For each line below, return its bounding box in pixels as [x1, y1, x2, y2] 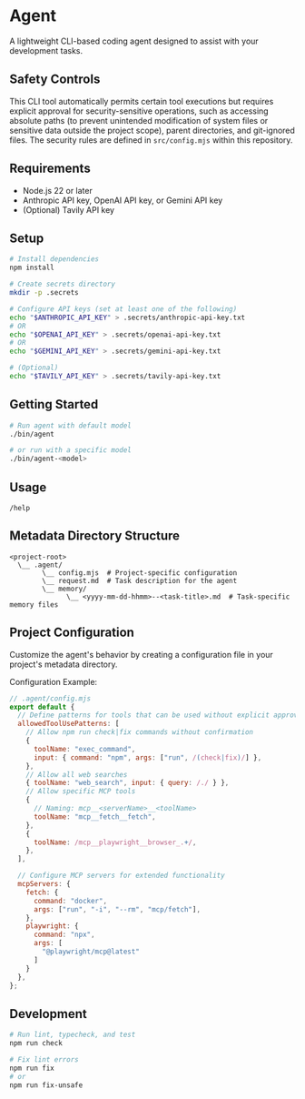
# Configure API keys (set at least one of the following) [9, 304, 238, 314]
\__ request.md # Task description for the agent [42, 576, 238, 585]
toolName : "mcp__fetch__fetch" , [33, 812, 156, 822]
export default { [9, 702, 75, 711]
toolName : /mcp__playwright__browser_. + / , [33, 838, 197, 847]
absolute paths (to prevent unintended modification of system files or [9, 115, 269, 126]
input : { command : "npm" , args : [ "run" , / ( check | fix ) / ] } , [33, 752, 262, 762]
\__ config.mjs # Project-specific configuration [42, 568, 238, 578]
